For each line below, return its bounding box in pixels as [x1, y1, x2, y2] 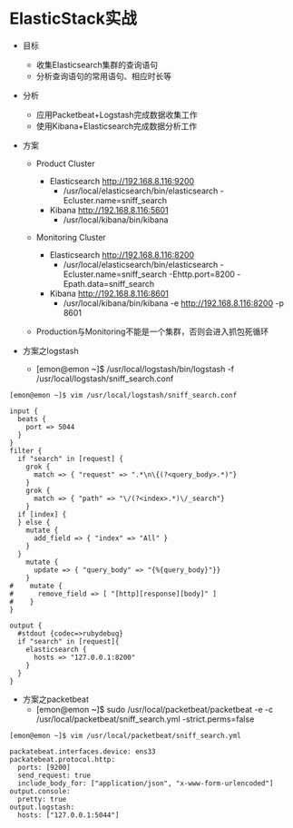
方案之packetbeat [22, 694, 89, 705]
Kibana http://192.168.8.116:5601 [49, 204, 170, 215]
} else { [17, 517, 51, 527]
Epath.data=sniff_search [63, 278, 155, 289]
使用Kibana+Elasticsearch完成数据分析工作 [35, 120, 198, 132]
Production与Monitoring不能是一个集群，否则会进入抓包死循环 [35, 326, 269, 337]
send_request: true [17, 771, 92, 780]
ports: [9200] [17, 763, 71, 772]
